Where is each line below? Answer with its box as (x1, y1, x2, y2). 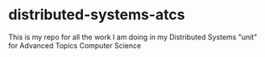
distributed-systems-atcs (8, 6, 185, 24)
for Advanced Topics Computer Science (8, 40, 142, 50)
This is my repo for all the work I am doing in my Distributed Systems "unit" (8, 32, 258, 42)
